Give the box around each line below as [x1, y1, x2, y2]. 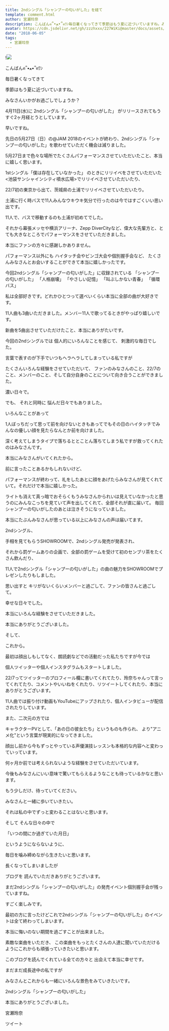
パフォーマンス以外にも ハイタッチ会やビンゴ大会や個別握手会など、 [5, 252, 147, 259]
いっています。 [9, 749, 40, 755]
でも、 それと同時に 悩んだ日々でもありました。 [5, 399, 105, 406]
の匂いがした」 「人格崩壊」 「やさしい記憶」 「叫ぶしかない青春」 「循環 [5, 276, 160, 282]
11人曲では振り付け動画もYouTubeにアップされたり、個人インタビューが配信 [5, 698, 163, 704]
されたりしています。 [5, 704, 49, 711]
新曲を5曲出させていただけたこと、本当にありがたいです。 [5, 327, 126, 333]
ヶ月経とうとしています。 [17, 114, 69, 120]
